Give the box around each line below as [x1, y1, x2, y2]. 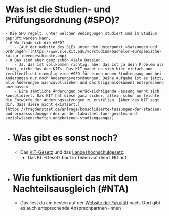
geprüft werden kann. [5, 35, 51, 41]
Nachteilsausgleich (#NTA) [12, 183, 129, 195]
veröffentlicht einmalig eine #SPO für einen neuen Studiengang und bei [5, 71, 162, 76]
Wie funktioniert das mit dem [12, 172, 138, 184]
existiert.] [55, 102, 80, 107]
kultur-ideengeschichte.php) [5, 53, 67, 58]
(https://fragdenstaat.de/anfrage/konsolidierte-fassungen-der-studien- [5, 106, 162, 112]
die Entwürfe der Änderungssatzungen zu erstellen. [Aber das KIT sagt [5, 97, 159, 102]
